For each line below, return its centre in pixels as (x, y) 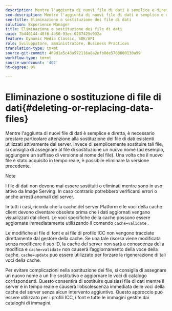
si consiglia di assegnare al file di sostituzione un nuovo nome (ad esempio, (85, 150)
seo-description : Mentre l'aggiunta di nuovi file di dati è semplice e (84, 15)
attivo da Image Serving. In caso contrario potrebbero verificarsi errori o (81, 191)
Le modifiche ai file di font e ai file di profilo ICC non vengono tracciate (80, 233)
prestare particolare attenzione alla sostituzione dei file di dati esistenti (80, 139)
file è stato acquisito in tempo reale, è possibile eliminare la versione (77, 161)
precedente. (18, 166)
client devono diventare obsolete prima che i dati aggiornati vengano (78, 212)
